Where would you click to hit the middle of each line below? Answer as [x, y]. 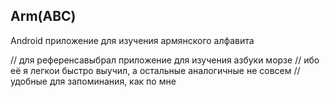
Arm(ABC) [43, 16]
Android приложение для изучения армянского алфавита [132, 40]
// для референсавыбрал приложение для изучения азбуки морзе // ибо [165, 60]
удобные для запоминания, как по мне [93, 81]
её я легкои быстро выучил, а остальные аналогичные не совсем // [155, 70]
